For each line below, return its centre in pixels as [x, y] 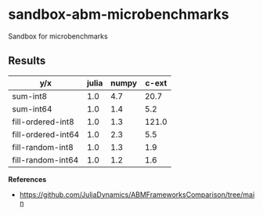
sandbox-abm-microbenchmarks [119, 15]
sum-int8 [30, 96]
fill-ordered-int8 [43, 122]
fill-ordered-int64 [46, 134]
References [27, 179]
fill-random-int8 [43, 147]
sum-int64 [32, 109]
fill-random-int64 [45, 160]
